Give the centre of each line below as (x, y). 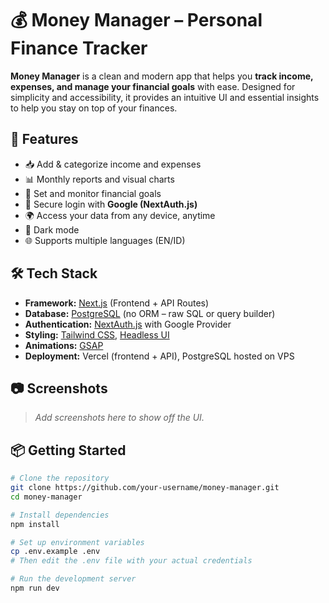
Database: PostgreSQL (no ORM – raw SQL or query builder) (150, 313)
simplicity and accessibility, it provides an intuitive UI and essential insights (165, 97)
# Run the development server (73, 579)
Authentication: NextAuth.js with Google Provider (128, 324)
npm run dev (35, 588)
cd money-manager (46, 497)
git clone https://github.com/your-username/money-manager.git (145, 488)
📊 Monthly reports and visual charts (99, 179)
